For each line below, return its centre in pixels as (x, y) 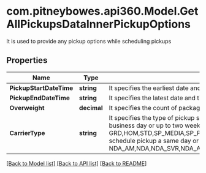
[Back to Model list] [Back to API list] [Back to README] (77, 163)
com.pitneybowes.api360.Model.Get (102, 11)
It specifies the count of (143, 108)
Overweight (27, 108)
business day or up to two (146, 125)
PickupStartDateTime (41, 88)
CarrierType (27, 133)
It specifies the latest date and (152, 98)
